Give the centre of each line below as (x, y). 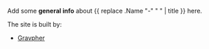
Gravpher (31, 38)
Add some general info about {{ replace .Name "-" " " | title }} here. (105, 11)
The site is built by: (35, 24)
